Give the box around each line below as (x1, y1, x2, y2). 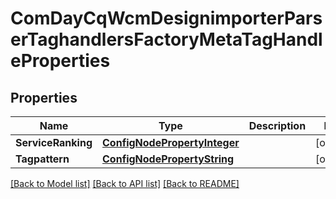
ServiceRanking (15, 136, 93, 149)
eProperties (10, 50, 111, 72)
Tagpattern (15, 152, 70, 166)
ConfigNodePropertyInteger (102, 136, 240, 149)
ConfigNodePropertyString (102, 152, 235, 166)
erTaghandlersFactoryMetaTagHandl (10, 28, 323, 51)
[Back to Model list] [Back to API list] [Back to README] (10, 178, 240, 189)
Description (248, 119, 307, 132)
